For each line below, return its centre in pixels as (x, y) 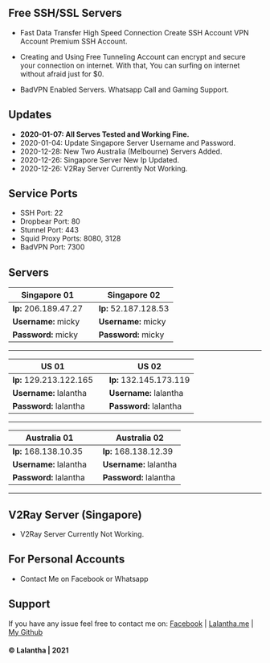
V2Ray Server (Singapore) (75, 515)
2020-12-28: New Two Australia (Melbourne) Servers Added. (121, 151)
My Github (26, 632)
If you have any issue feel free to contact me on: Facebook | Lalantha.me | (131, 624)
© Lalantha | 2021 (39, 650)
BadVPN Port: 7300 (52, 247)
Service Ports (43, 194)
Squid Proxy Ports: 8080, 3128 (70, 239)
